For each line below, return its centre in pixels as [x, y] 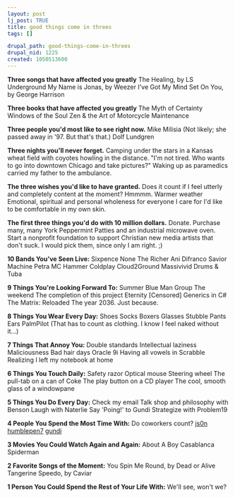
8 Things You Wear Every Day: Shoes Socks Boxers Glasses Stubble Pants [117, 316]
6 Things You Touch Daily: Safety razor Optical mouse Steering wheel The [116, 373]
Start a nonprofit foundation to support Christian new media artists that [110, 238]
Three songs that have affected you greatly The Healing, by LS [101, 79]
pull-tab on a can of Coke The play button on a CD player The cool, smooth [116, 381]
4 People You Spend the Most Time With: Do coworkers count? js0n [108, 423]
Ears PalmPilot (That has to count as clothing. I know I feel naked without [113, 323]
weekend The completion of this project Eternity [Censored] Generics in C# [117, 295]
